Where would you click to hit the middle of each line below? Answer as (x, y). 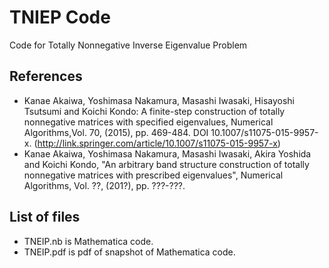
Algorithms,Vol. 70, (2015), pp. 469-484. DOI (116, 132)
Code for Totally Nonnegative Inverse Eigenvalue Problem (128, 45)
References (46, 76)
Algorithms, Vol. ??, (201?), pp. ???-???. (104, 185)
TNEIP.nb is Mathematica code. (88, 241)
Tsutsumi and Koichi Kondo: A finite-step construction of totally (154, 111)
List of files (45, 217)
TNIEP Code (60, 17)
